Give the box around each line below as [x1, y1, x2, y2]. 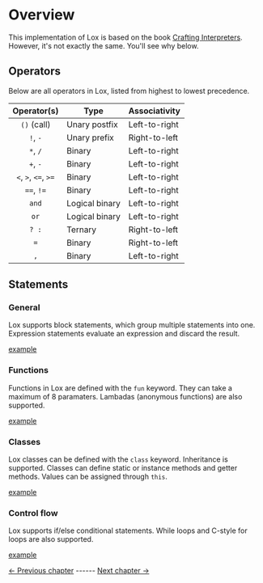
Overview [8, 6, 75, 24]
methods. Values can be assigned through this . [8, 471, 168, 482]
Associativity [128, 105, 180, 116]
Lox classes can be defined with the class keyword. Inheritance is [8, 454, 228, 464]
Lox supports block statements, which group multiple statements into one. [8, 320, 256, 330]
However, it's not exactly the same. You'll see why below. [8, 40, 199, 50]
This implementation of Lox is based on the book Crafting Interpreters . [8, 32, 243, 42]
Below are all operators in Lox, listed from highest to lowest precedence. [8, 86, 250, 95]
